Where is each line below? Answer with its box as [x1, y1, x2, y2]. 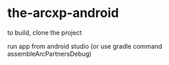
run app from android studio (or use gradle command [7, 42, 163, 50]
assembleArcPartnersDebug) [7, 49, 92, 58]
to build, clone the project [7, 28, 83, 37]
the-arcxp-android [7, 5, 119, 21]
